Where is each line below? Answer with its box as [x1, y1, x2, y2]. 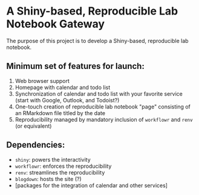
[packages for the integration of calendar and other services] [15, 182, 168, 189]
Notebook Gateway [6, 17, 105, 31]
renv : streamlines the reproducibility [15, 168, 105, 176]
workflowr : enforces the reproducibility [15, 162, 112, 170]
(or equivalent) [15, 122, 52, 130]
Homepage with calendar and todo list [15, 84, 111, 91]
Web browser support [15, 77, 70, 84]
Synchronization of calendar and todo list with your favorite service [15, 90, 183, 97]
